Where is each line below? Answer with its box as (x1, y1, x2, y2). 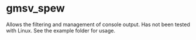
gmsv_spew (6, 2, 66, 15)
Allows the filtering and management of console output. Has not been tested (6, 21, 190, 28)
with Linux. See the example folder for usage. (6, 27, 116, 34)
